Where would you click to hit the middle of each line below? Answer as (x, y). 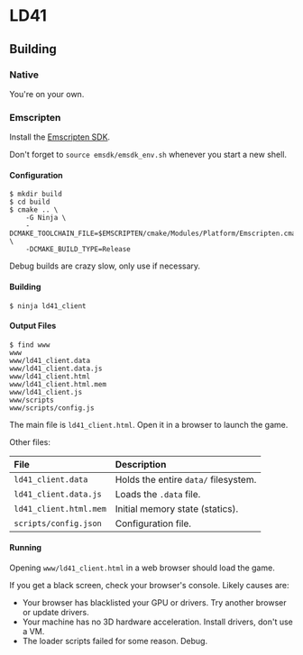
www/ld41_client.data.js (56, 368)
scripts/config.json (58, 523)
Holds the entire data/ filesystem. (186, 479)
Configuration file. (153, 523)
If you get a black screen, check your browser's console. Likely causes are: (149, 585)
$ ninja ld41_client (48, 306)
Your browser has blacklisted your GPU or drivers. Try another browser (154, 602)
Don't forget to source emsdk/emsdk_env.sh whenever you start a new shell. (148, 155)
